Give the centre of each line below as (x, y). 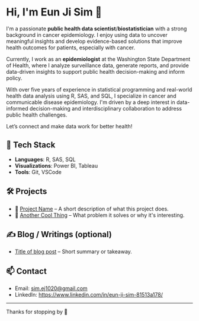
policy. (14, 78)
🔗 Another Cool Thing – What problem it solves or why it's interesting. (99, 215)
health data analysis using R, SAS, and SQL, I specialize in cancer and (91, 96)
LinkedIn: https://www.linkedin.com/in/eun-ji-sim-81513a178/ (89, 295)
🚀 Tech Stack (31, 145)
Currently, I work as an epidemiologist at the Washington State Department (98, 59)
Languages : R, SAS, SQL (45, 159)
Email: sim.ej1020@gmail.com (51, 288)
